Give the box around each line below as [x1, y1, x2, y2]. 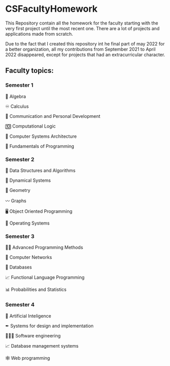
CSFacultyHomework [5, 3, 98, 15]
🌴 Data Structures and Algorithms [5, 167, 76, 174]
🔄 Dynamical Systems [5, 177, 51, 183]
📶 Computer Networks [5, 254, 52, 260]
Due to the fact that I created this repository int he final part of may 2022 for [5, 40, 165, 46]
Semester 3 [5, 233, 35, 240]
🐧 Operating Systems [5, 220, 50, 226]
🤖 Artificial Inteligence [5, 312, 51, 319]
